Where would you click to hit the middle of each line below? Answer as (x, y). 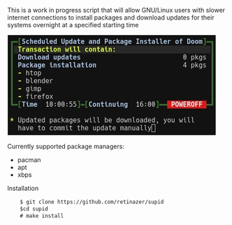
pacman (29, 160)
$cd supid (34, 209)
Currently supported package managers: (66, 146)
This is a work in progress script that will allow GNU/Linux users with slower (116, 10)
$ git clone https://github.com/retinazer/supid (92, 202)
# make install (42, 216)
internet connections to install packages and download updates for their (111, 17)
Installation (23, 188)
